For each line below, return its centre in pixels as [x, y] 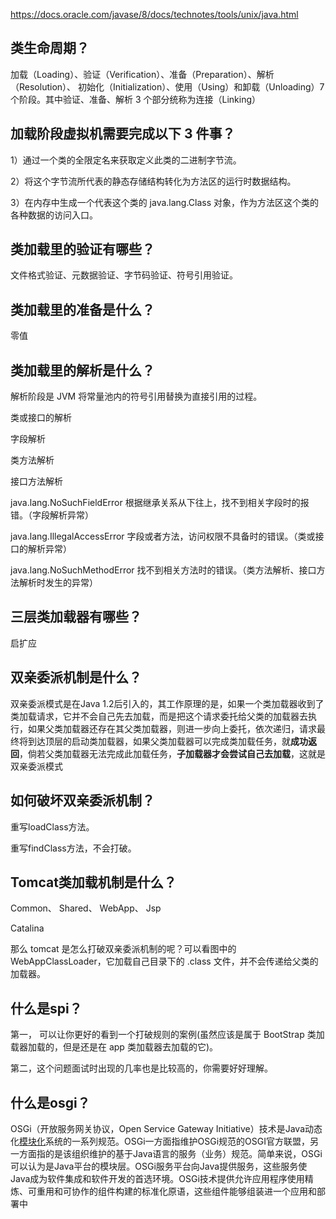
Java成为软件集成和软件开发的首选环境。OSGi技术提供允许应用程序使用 [157, 1178]
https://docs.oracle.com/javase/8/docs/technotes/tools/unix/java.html [154, 14]
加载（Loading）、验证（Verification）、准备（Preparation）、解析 [142, 74]
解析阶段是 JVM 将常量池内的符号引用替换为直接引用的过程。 [136, 396]
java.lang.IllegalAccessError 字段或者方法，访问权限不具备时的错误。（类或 [163, 536]
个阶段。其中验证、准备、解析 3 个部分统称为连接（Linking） [136, 99]
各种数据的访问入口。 [54, 215]
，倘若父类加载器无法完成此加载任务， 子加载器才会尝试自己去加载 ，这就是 [172, 753]
